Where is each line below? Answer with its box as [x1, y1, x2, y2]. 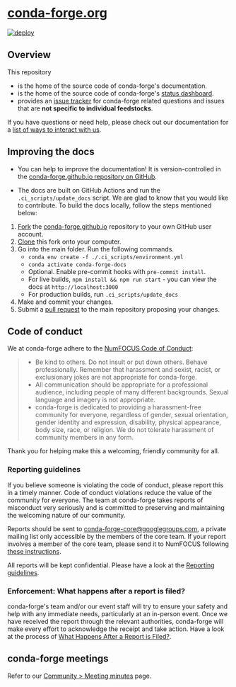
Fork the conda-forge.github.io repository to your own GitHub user [17, 222, 212, 231]
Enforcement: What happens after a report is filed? [7, 586, 186, 596]
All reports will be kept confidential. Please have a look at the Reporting [7, 561, 215, 569]
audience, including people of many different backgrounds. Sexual [35, 388, 230, 397]
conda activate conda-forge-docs [28, 261, 127, 268]
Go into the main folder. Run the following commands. [17, 244, 175, 253]
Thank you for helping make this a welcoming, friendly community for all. [7, 447, 220, 455]
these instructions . [7, 547, 61, 555]
